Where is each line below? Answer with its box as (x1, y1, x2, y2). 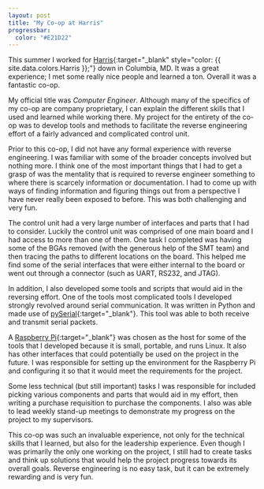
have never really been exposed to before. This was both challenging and (8, 195, 247, 204)
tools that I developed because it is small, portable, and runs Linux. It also (8, 341, 247, 351)
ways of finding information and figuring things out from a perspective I (8, 186, 240, 196)
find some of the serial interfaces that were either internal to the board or (8, 260, 246, 270)
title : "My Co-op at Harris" (8, 19, 104, 27)
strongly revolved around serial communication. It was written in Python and (8, 300, 256, 310)
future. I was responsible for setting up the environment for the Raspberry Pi (8, 358, 256, 368)
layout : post (8, 11, 51, 20)
